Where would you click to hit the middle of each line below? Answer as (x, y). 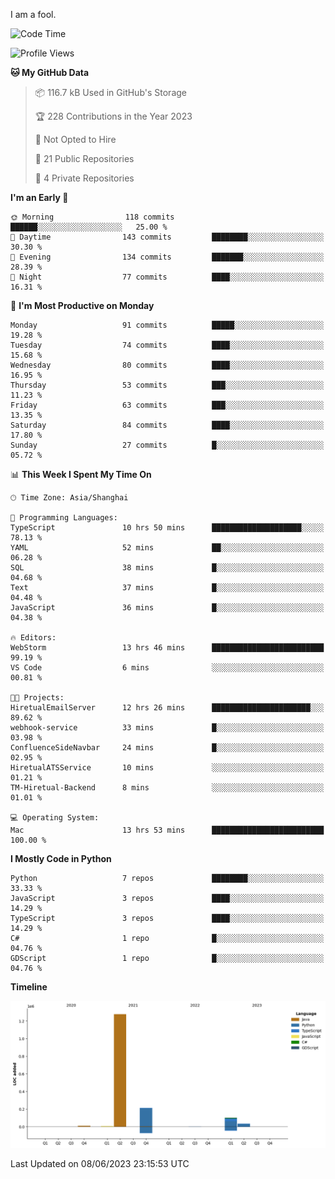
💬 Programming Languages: (64, 518)
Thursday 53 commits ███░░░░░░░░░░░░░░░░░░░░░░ (167, 385)
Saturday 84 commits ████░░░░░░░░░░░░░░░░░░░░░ (167, 425)
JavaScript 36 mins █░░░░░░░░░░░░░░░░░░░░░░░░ (167, 608)
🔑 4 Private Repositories (84, 178)
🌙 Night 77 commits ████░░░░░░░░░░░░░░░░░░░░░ (167, 277)
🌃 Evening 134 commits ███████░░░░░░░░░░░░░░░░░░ (167, 257)
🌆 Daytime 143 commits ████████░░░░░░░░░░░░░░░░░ (167, 237)
